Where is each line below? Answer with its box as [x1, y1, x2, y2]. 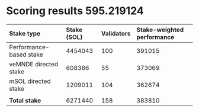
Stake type [9, 29, 40, 37]
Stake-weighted [136, 25, 184, 34]
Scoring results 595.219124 [6, 4, 144, 18]
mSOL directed [9, 77, 51, 85]
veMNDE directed [9, 60, 59, 68]
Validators [101, 29, 131, 37]
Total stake [9, 96, 41, 104]
